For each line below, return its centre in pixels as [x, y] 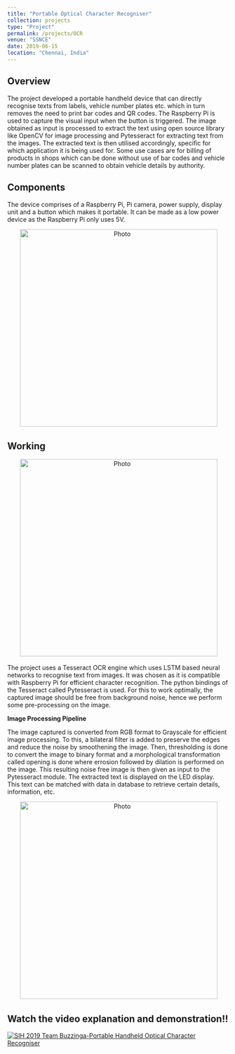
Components [36, 188]
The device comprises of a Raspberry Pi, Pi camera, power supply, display [115, 204]
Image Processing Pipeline [47, 719]
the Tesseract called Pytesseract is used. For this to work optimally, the [110, 690]
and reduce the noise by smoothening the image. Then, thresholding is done [117, 747]
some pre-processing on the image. [59, 705]
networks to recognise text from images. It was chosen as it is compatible [114, 675]
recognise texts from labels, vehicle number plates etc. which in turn [106, 105]
